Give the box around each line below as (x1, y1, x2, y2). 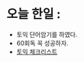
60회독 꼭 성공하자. (16, 39, 69, 47)
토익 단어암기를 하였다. (16, 30, 78, 39)
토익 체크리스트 (16, 48, 58, 56)
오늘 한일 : (6, 6, 61, 22)
